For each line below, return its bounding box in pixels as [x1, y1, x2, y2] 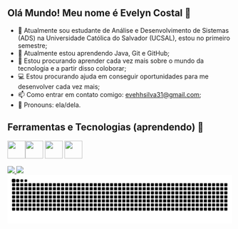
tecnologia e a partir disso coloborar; [17, 63, 127, 72]
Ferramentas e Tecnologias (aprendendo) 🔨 [7, 121, 205, 133]
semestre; [17, 41, 48, 50]
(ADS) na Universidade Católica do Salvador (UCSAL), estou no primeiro [17, 34, 230, 42]
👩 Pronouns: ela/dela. [17, 101, 81, 109]
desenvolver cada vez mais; [17, 82, 100, 91]
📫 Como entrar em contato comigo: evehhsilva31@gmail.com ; [17, 90, 202, 98]
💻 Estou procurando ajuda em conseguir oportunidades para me [17, 72, 209, 81]
